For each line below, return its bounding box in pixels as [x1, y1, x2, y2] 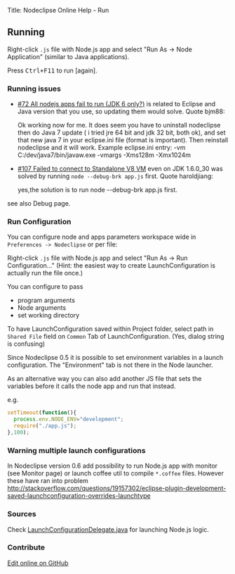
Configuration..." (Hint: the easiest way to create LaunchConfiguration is [7, 261, 216, 270]
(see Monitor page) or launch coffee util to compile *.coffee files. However [7, 469, 224, 478]
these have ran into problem [7, 477, 89, 485]
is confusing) [7, 339, 46, 348]
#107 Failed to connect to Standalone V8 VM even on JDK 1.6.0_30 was [17, 165, 223, 173]
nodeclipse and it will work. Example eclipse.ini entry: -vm [17, 144, 186, 152]
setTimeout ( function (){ [7, 409, 77, 416]
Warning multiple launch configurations [7, 445, 146, 455]
